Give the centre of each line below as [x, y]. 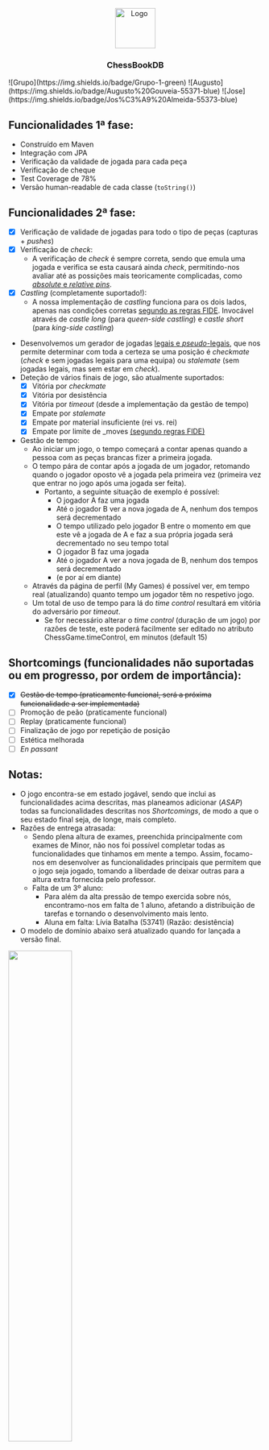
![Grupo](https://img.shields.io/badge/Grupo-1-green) [97, 83]
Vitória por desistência [69, 396]
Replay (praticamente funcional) [73, 722]
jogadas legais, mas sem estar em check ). [90, 369]
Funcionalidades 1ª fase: [71, 125]
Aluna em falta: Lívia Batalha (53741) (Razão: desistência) [139, 922]
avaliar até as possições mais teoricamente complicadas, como [137, 276]
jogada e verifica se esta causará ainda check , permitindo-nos [136, 267]
